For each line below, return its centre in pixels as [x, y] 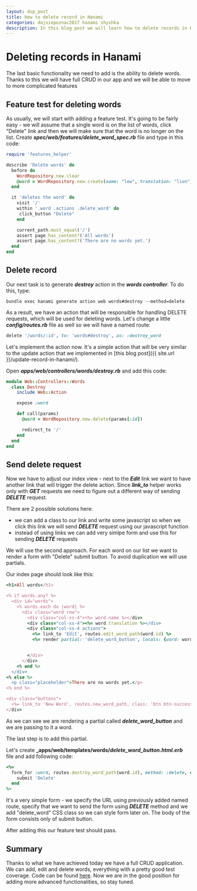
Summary [24, 849]
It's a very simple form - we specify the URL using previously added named [97, 800]
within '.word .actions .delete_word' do [68, 208]
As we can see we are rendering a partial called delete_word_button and [94, 721]
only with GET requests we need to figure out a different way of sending [93, 491]
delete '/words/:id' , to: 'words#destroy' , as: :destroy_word [84, 335]
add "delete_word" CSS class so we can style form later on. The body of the [98, 813]
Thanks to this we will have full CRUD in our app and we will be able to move [98, 79]
